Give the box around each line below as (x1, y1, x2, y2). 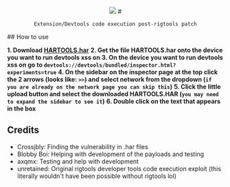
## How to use (7, 33, 49, 41)
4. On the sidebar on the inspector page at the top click (58, 68, 218, 76)
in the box (7, 104, 36, 113)
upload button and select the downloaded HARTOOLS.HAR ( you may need (7, 90, 219, 98)
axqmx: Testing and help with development (16, 157, 139, 165)
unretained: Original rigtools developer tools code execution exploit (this (16, 164, 222, 173)
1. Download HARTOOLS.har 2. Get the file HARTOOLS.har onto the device (7, 46, 223, 54)
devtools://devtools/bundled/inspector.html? (43, 62, 176, 69)
